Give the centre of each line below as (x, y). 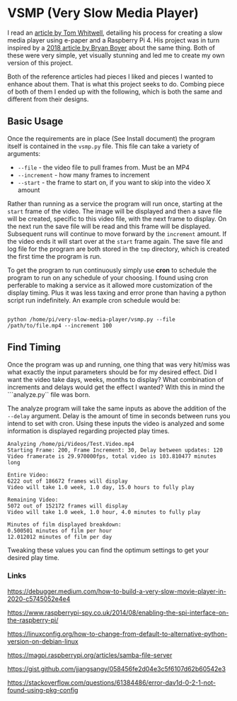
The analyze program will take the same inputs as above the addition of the (117, 408)
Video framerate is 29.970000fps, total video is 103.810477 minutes (112, 456)
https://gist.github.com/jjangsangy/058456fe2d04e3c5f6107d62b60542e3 (117, 668)
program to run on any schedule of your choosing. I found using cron (108, 277)
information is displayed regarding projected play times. (88, 431)
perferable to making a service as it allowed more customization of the (110, 285)
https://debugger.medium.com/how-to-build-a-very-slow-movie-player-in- (117, 591)
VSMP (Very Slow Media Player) (103, 13)
